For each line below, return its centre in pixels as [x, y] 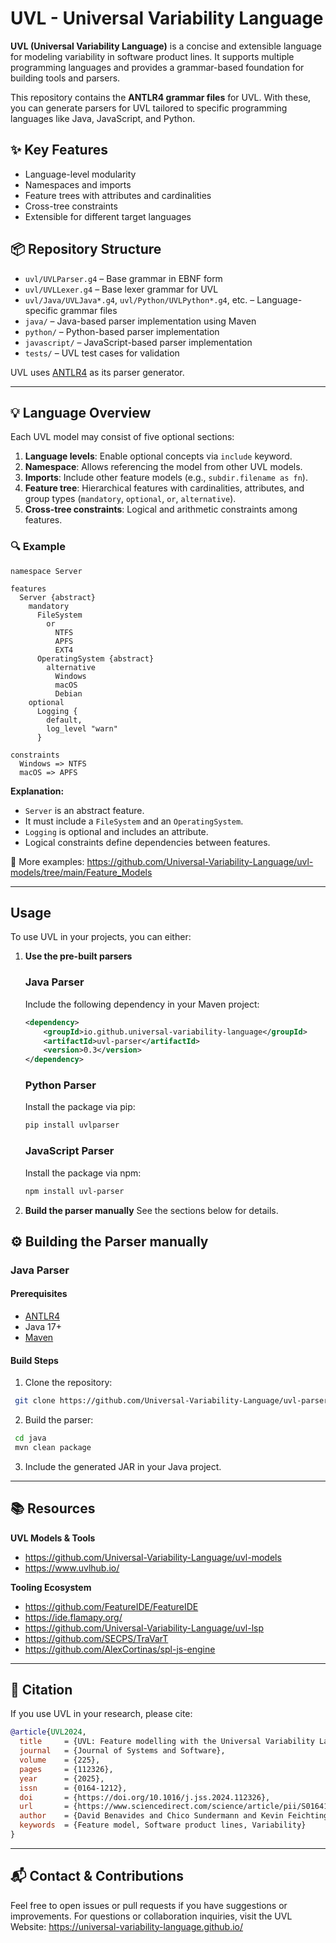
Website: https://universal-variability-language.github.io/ [127, 1926]
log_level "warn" [82, 728]
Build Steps [34, 1360]
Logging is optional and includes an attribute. [116, 831]
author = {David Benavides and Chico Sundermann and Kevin [151, 1816]
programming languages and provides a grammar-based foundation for [157, 67]
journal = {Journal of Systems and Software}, [122, 1751]
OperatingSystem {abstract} [95, 658]
